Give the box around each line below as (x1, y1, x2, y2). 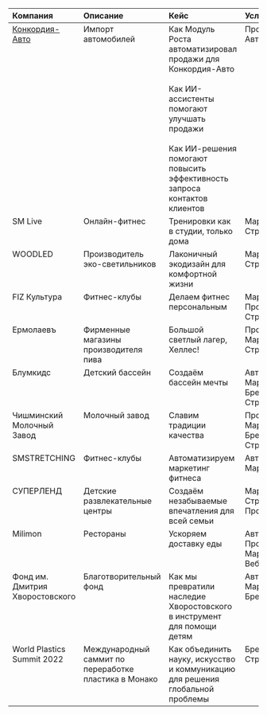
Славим (168, 410, 199, 420)
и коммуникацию (168, 664, 236, 674)
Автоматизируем (168, 453, 235, 463)
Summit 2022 (12, 654, 64, 664)
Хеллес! (168, 344, 200, 355)
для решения (168, 674, 220, 684)
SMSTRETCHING (12, 453, 75, 463)
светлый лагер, (168, 334, 228, 345)
